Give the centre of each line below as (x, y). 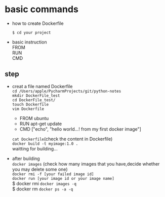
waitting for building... (35, 148)
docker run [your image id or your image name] (63, 178)
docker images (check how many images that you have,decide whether (86, 164)
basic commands (42, 9)
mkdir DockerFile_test (36, 95)
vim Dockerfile (28, 109)
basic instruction (29, 42)
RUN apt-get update (40, 124)
